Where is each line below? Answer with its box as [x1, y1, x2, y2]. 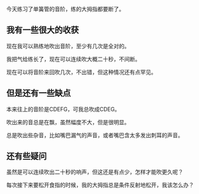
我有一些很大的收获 [6, 25, 79, 35]
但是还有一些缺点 [6, 88, 71, 99]
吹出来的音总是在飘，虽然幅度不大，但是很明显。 [6, 118, 130, 125]
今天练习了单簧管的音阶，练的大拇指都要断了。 [6, 6, 124, 12]
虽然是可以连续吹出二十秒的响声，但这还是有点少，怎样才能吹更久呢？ [6, 168, 184, 176]
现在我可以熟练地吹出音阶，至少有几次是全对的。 [6, 42, 130, 50]
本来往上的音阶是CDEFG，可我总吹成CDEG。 [6, 105, 121, 113]
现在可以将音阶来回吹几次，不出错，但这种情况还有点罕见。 [6, 68, 157, 75]
